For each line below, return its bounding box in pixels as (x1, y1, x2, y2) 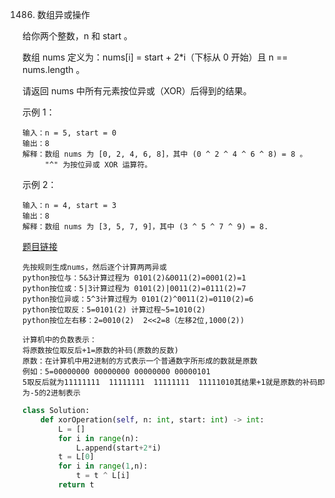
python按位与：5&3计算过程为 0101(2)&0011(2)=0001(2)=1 (22, 273, 247, 283)
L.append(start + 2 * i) (75, 443, 162, 453)
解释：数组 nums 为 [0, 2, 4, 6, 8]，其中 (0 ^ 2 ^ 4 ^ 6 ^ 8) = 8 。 (22, 149, 308, 159)
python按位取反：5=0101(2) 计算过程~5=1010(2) (22, 305, 207, 315)
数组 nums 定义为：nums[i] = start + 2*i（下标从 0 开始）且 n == (22, 51, 289, 63)
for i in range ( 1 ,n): (58, 461, 149, 472)
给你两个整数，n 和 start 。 (22, 30, 134, 42)
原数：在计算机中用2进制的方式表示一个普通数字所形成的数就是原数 (22, 356, 258, 366)
